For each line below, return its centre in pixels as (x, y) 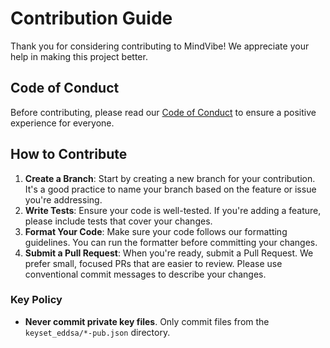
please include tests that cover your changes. (118, 221)
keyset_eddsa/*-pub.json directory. (97, 332)
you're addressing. (63, 199)
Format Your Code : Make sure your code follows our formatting (156, 231)
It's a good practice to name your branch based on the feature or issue (170, 189)
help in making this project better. (79, 56)
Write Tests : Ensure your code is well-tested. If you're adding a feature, (173, 210)
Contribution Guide (91, 18)
